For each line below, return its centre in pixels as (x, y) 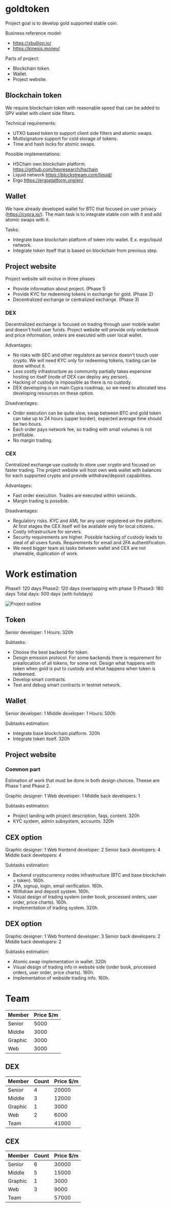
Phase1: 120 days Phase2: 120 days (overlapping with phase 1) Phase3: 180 (84, 588)
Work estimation (41, 574)
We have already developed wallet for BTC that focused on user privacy (81, 209)
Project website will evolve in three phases (50, 279)
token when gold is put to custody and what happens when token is (84, 668)
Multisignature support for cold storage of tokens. (65, 138)
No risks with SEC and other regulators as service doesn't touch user (85, 355)
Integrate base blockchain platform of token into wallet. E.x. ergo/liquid (87, 240)
